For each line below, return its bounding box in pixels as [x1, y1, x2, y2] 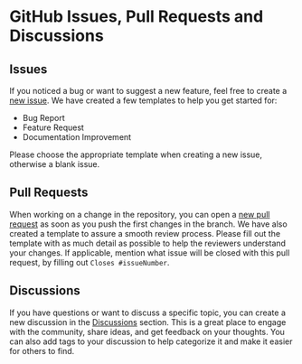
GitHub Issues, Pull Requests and [9, 6, 264, 27]
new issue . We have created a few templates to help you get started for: [9, 95, 278, 106]
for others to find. [9, 345, 75, 356]
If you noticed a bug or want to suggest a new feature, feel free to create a [9, 86, 288, 96]
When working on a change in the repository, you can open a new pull [9, 209, 270, 219]
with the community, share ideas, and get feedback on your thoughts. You [9, 326, 285, 337]
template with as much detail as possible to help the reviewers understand [9, 238, 287, 248]
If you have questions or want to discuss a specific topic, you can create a [9, 307, 287, 318]
